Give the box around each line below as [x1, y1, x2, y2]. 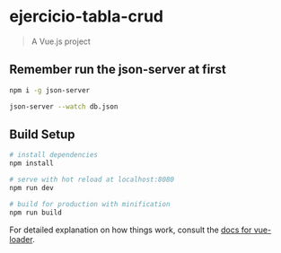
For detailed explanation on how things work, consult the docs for [9, 224, 252, 235]
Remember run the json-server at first [9, 62, 226, 77]
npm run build [9, 208, 63, 217]
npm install [9, 159, 54, 168]
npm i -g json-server [9, 85, 91, 95]
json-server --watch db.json [9, 101, 119, 111]
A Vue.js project [31, 36, 92, 47]
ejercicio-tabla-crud [9, 6, 164, 27]
